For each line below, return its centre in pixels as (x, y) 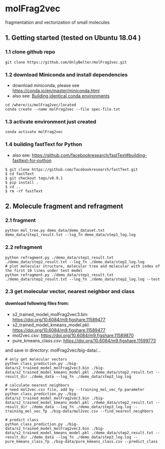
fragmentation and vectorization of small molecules (58, 22)
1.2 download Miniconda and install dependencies (66, 75)
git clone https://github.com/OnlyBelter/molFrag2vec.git (66, 62)
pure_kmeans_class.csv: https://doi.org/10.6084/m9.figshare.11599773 (84, 340)
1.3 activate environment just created (51, 122)
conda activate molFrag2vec (34, 132)
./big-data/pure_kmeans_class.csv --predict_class (105, 441)
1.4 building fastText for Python (44, 144)
